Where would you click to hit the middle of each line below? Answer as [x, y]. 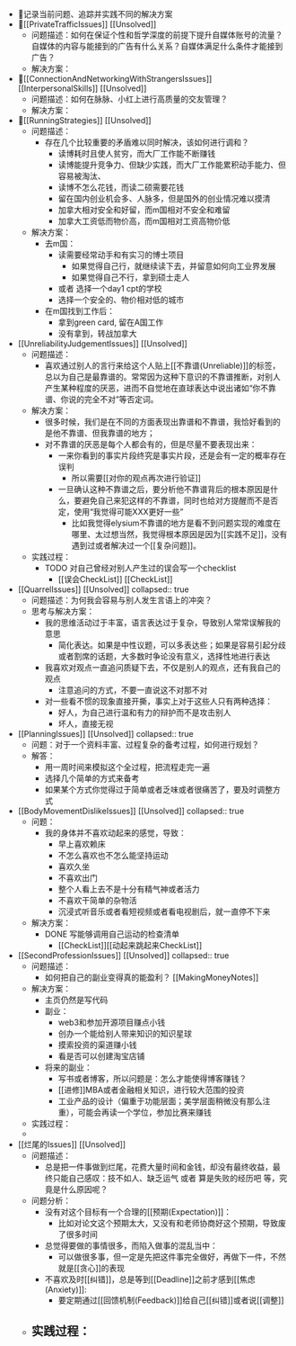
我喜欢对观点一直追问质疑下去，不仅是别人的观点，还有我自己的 [162, 668]
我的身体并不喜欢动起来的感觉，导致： [115, 833]
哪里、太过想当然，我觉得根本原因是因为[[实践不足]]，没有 [179, 534]
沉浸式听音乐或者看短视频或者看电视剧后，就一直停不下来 [164, 911]
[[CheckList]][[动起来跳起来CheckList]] [130, 945]
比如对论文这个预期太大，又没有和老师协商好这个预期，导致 [168, 1223]
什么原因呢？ [84, 1189]
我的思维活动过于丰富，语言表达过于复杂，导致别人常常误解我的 [162, 623]
